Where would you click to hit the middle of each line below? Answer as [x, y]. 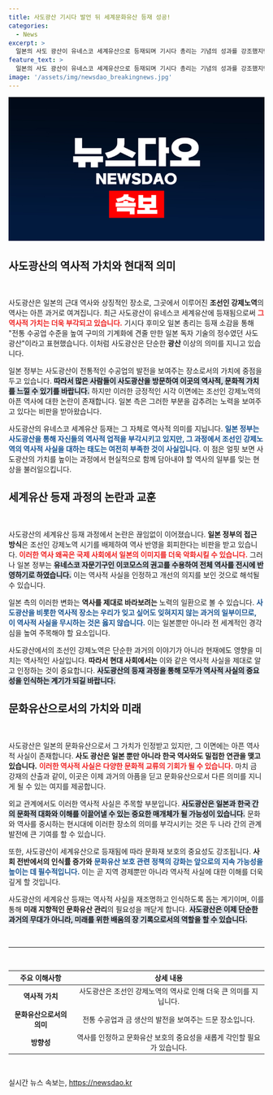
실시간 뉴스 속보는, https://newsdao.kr [70, 1083]
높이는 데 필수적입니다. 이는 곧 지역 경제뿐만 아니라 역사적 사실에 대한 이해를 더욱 [136, 871]
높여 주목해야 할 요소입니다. [67, 632]
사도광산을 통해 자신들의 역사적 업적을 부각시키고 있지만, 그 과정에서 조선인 [125, 439]
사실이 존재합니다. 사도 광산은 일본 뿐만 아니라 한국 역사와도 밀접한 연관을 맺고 [139, 755]
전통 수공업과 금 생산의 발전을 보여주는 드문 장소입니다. [169, 1019]
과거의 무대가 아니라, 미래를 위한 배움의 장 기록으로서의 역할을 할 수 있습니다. [128, 919]
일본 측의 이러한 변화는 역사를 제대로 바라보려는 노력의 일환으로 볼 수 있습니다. [132, 602]
